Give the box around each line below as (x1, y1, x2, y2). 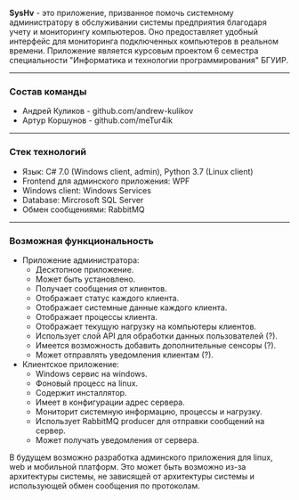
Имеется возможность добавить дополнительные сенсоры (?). (35, 340, 277, 350)
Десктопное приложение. (35, 264, 134, 275)
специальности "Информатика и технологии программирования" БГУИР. (9, 55, 289, 65)
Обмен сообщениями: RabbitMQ (21, 204, 145, 215)
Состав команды (9, 85, 87, 97)
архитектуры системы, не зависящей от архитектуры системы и (9, 471, 255, 481)
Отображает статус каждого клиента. (35, 292, 180, 303)
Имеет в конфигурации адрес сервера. (35, 397, 185, 407)
